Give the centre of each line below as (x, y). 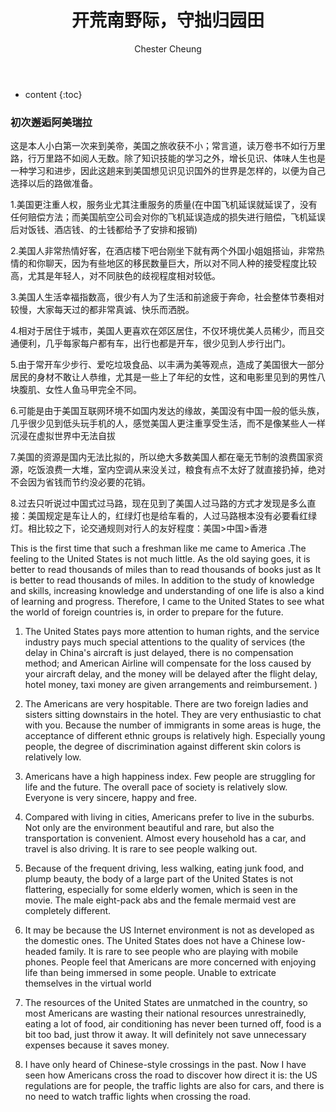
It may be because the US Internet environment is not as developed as (169, 930)
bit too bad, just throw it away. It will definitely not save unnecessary (165, 1035)
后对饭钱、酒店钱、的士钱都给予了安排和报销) (104, 230)
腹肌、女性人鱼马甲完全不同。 (80, 390)
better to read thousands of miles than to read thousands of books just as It (166, 570)
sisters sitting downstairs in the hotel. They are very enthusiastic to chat (173, 715)
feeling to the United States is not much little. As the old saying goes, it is (160, 559)
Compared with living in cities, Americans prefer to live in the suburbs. (169, 817)
